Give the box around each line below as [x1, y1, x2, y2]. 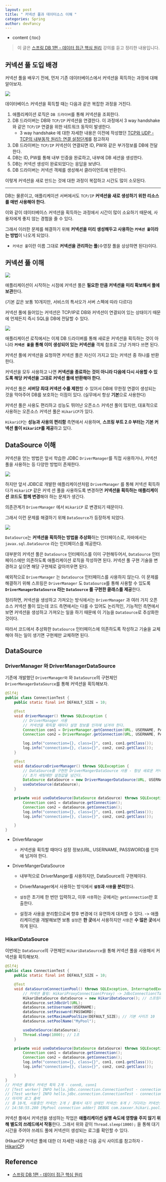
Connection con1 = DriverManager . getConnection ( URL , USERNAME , [23, 727, 156, 732]
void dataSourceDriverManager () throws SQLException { [14, 764, 129, 769]
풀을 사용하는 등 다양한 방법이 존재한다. [5, 461, 81, 467]
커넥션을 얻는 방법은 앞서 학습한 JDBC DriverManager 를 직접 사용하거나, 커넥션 [5, 455, 158, 461]
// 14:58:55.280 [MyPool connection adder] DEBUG [5, 1105, 110, 1111]
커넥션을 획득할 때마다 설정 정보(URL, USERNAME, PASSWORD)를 [19, 847, 150, 853]
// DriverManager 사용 [23, 718, 68, 723]
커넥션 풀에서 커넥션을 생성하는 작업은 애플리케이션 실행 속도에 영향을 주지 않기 [5, 1115, 156, 1121]
